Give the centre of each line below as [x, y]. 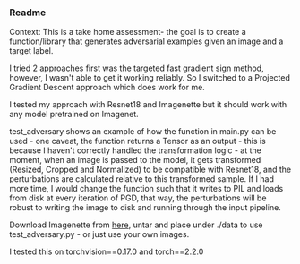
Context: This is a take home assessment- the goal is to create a [128, 32]
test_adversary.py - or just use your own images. [99, 234]
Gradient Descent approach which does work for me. [107, 88]
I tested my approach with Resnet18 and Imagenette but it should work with [148, 105]
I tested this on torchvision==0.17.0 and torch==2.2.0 [107, 251]
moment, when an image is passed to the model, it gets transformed [135, 160]
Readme [28, 13]
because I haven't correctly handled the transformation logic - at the [136, 150]
